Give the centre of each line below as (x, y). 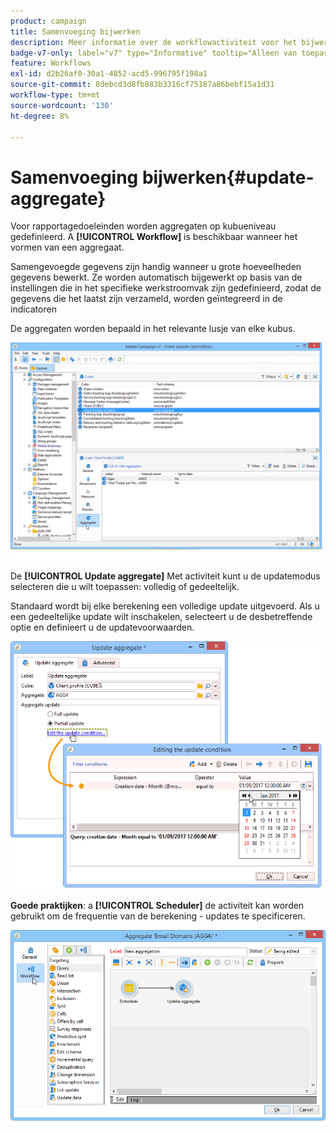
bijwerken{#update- (228, 177)
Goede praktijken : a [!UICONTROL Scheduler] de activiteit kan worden (157, 906)
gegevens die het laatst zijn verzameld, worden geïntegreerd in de (146, 299)
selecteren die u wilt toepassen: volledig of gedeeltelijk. (125, 586)
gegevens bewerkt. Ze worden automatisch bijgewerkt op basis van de (156, 277)
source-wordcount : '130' (62, 105)
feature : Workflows (51, 63)
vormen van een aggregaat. (67, 247)
